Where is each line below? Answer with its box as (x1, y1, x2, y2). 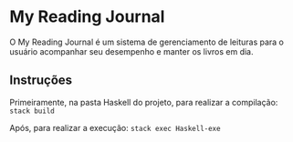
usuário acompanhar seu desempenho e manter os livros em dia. (9, 46, 254, 56)
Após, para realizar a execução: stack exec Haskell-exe (9, 122, 221, 133)
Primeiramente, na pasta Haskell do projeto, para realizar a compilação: (9, 96, 278, 107)
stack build (9, 106, 55, 116)
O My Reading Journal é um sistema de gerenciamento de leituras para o (9, 36, 285, 47)
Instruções (9, 73, 73, 88)
